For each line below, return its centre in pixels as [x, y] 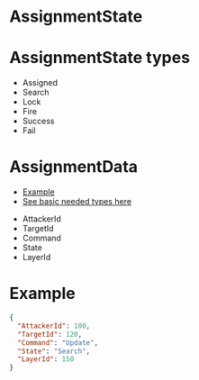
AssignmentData [73, 167]
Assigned [40, 83]
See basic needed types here [77, 202]
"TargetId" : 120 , [50, 334]
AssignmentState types [100, 58]
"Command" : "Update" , [58, 343]
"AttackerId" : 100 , [54, 326]
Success [38, 121]
